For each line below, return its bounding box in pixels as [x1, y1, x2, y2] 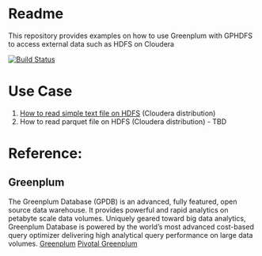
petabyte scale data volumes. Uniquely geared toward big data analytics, [8, 213, 246, 223]
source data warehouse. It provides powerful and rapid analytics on [8, 205, 229, 214]
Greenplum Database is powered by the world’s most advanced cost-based [8, 222, 255, 232]
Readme [8, 5, 64, 23]
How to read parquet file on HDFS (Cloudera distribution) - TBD [19, 116, 227, 126]
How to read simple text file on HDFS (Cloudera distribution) [19, 108, 216, 118]
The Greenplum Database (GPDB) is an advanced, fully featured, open [8, 197, 237, 206]
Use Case [8, 82, 73, 100]
